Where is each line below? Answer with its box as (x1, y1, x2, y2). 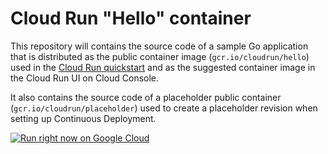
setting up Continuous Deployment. (10, 112, 157, 124)
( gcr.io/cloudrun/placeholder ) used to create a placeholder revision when (10, 102, 318, 114)
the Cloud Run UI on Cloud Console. (10, 72, 160, 84)
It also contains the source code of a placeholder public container (10, 91, 282, 103)
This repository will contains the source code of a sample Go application (10, 40, 309, 52)
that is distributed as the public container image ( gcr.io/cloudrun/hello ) (10, 50, 310, 62)
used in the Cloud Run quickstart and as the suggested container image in (10, 61, 316, 73)
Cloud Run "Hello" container (10, 7, 252, 30)
